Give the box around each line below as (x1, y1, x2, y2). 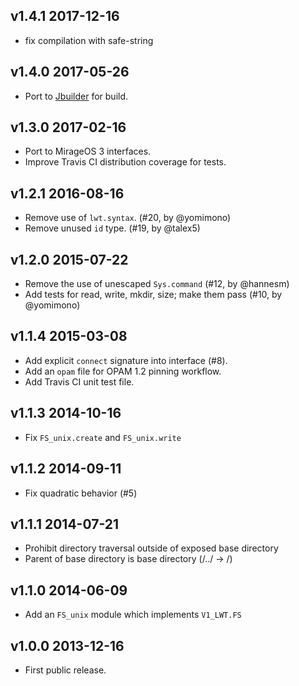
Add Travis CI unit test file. (24, 375, 135, 388)
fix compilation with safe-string (24, 34, 154, 46)
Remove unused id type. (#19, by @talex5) (24, 222, 201, 234)
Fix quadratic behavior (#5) (24, 487, 138, 499)
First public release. (24, 664, 107, 676)
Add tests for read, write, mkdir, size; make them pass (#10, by (24, 289, 283, 301)
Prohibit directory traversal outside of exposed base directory (24, 542, 279, 554)
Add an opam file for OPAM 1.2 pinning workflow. (24, 365, 222, 377)
